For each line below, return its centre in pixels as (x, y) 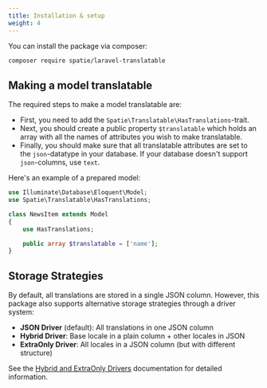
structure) (36, 353)
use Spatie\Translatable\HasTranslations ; (80, 200)
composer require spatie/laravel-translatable (87, 61)
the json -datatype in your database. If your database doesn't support (134, 154)
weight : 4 (25, 23)
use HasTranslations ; (58, 229)
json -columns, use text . (60, 162)
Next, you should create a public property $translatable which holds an (138, 129)
